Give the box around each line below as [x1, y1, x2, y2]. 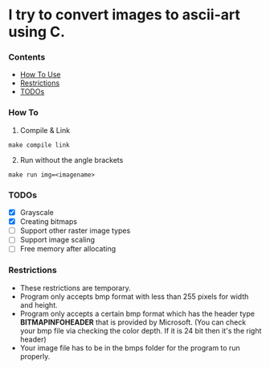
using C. [8, 23, 66, 41]
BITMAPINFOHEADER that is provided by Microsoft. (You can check [19, 317, 247, 327]
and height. [19, 300, 58, 309]
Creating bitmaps [19, 217, 78, 226]
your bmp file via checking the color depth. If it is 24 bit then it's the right [19, 325, 262, 335]
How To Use [19, 70, 61, 80]
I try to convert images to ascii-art [8, 6, 241, 24]
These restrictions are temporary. [19, 283, 131, 292]
